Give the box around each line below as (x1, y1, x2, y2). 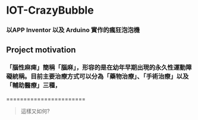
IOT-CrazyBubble (6, 4, 94, 17)
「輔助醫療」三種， (6, 81, 61, 90)
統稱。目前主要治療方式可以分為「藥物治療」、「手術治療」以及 (12, 72, 189, 81)
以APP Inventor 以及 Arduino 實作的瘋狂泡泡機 (6, 26, 140, 34)
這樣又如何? (20, 108, 50, 115)
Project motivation (6, 45, 76, 55)
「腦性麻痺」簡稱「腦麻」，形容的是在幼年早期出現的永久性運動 (6, 64, 186, 72)
